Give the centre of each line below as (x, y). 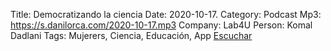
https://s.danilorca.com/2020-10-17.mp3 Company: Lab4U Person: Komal (161, 25)
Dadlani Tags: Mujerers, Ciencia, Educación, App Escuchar (131, 35)
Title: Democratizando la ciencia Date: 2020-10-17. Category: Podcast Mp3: (166, 14)
